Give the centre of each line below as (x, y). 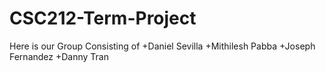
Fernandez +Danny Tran (59, 56)
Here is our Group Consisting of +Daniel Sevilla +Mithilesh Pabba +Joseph (162, 46)
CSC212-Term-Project (103, 18)
